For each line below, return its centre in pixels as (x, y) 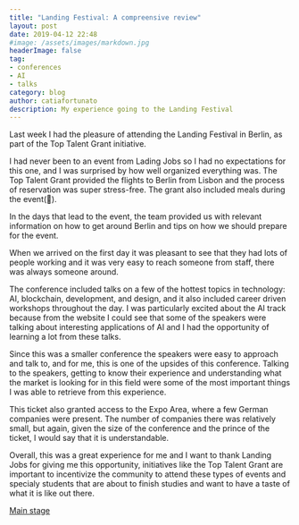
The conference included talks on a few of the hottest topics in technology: (147, 289)
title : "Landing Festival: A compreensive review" (105, 17)
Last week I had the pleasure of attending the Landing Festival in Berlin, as (146, 134)
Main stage (30, 511)
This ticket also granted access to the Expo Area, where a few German (139, 410)
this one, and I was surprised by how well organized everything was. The (144, 171)
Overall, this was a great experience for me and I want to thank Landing (141, 455)
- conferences (36, 68)
